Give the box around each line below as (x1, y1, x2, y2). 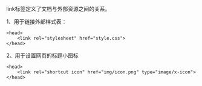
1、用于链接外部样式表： (6, 18, 67, 25)
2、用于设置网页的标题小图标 (6, 52, 79, 59)
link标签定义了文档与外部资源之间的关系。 (6, 5, 111, 12)
